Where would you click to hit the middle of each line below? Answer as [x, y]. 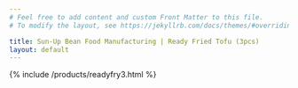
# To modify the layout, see [63, 26]
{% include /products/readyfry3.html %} [83, 75]
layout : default [39, 49]
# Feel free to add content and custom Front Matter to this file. [137, 17]
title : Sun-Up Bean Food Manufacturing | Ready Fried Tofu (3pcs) [134, 41]
